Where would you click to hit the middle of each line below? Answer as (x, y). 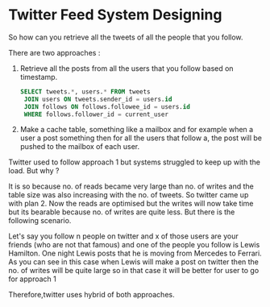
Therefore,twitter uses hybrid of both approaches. (91, 295)
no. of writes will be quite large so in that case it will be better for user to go (134, 271)
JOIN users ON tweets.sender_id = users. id (98, 99)
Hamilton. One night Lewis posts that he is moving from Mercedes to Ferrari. (135, 253)
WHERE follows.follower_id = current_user (96, 114)
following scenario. (40, 221)
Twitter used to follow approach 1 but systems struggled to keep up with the (134, 162)
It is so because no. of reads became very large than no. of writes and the (131, 186)
